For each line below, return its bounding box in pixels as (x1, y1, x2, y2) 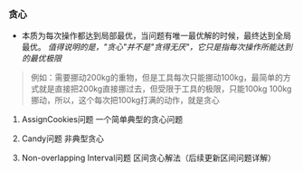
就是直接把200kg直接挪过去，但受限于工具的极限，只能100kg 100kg (38, 83, 292, 94)
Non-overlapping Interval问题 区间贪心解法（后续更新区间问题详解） (21, 152, 277, 164)
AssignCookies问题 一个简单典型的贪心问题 (21, 114, 184, 125)
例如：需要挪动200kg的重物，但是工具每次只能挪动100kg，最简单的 (30, 72, 284, 83)
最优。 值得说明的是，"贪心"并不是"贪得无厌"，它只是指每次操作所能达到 (21, 42, 293, 53)
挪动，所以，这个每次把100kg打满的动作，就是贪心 (30, 95, 221, 106)
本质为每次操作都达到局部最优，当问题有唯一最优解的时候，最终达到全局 (21, 30, 291, 42)
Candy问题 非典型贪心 (21, 133, 105, 144)
